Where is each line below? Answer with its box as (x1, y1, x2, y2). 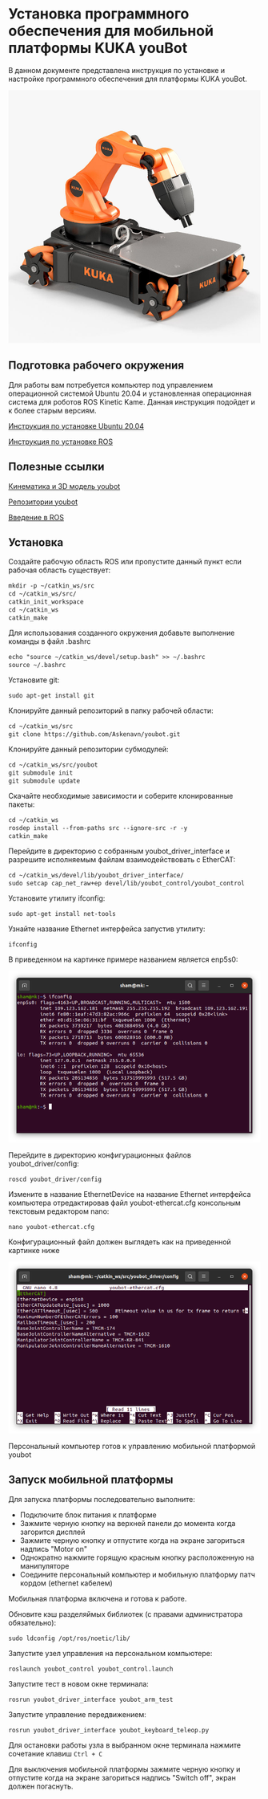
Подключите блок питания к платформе (19, 1510, 158, 1520)
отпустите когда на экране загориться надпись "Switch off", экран (8, 1773, 236, 1782)
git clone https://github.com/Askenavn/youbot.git (8, 731, 181, 739)
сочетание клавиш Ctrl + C (8, 1748, 102, 1758)
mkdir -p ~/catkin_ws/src (8, 582, 94, 590)
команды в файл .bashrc (8, 637, 91, 646)
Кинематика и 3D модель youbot (8, 481, 121, 490)
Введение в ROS (8, 512, 64, 522)
